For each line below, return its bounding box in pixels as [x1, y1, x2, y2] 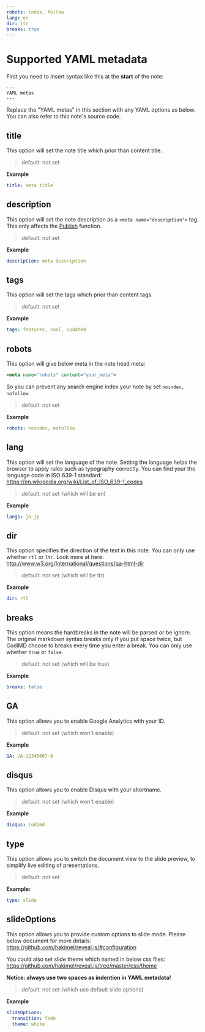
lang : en [6, 15, 29, 21]
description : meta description [6, 258, 86, 264]
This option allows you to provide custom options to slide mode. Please [6, 930, 186, 938]
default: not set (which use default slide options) [21, 985, 144, 993]
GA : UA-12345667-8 [6, 753, 53, 759]
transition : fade [12, 1015, 56, 1022]
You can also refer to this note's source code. [6, 113, 121, 120]
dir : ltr [6, 20, 29, 26]
